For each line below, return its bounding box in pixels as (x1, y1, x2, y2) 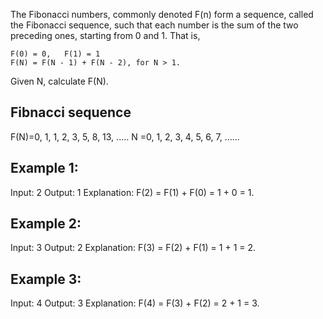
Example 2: (10, 215, 82, 233)
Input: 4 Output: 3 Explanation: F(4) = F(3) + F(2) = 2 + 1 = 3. (10, 297, 260, 309)
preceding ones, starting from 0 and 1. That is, (10, 30, 201, 41)
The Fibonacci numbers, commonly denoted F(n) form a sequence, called (10, 9, 314, 20)
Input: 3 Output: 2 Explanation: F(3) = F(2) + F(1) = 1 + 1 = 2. (10, 242, 257, 254)
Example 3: (10, 270, 82, 288)
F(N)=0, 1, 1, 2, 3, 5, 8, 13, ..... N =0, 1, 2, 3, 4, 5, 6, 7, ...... (10, 130, 240, 143)
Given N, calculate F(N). (10, 75, 109, 87)
